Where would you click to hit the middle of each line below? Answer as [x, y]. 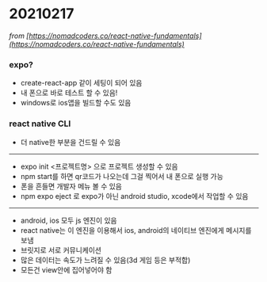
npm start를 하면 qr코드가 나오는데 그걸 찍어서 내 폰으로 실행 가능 [122, 176]
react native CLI [40, 124]
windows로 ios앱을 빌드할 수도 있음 [76, 103]
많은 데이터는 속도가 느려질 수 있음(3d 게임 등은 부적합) [105, 260]
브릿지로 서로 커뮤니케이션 [61, 250]
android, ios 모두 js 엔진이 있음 [69, 220]
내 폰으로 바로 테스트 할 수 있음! [69, 93]
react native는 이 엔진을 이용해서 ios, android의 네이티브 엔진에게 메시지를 [136, 230]
